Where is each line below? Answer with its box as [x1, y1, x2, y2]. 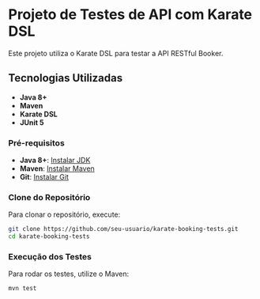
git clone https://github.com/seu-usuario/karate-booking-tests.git [8, 225, 239, 233]
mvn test [8, 285, 37, 293]
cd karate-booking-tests [8, 233, 90, 240]
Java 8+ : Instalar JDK [19, 156, 91, 165]
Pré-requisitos [8, 137, 65, 148]
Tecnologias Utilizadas [8, 71, 123, 85]
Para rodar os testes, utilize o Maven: [8, 269, 129, 278]
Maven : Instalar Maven [19, 164, 95, 173]
